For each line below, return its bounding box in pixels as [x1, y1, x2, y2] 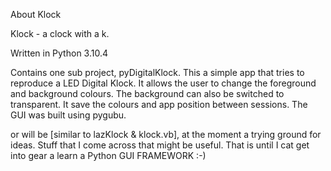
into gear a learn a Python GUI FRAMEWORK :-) [10, 150, 207, 161]
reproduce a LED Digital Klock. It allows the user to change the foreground [10, 77, 317, 89]
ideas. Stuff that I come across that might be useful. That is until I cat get [10, 139, 310, 151]
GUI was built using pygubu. [10, 109, 127, 121]
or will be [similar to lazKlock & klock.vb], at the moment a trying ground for [10, 129, 322, 140]
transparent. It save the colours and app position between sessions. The [10, 99, 308, 110]
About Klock [10, 9, 62, 20]
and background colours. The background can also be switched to [10, 88, 285, 99]
